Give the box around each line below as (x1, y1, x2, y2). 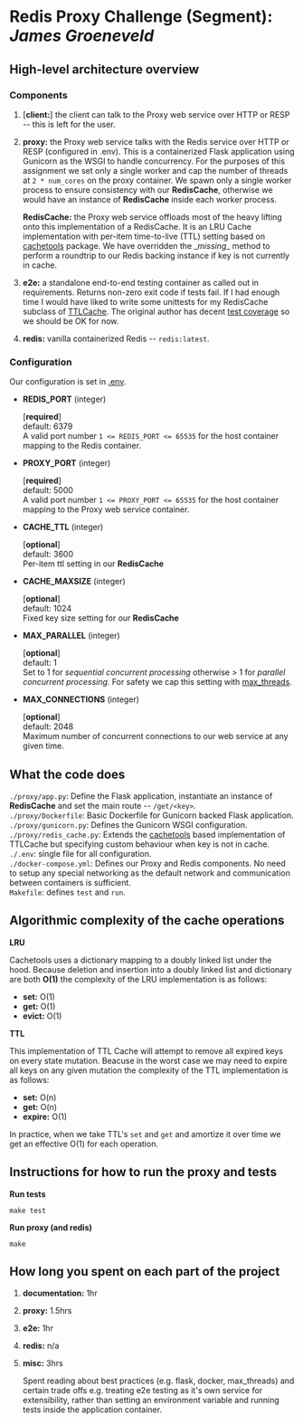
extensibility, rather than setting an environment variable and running (22, 1395, 280, 1406)
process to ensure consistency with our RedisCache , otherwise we (22, 184, 273, 195)
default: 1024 (22, 603, 72, 614)
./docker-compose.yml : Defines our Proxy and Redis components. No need (9, 858, 287, 869)
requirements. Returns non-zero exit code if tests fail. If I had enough (22, 287, 280, 298)
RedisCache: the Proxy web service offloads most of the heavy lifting (22, 211, 282, 223)
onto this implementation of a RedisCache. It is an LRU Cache (22, 221, 251, 232)
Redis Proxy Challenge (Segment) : (9, 6, 273, 27)
